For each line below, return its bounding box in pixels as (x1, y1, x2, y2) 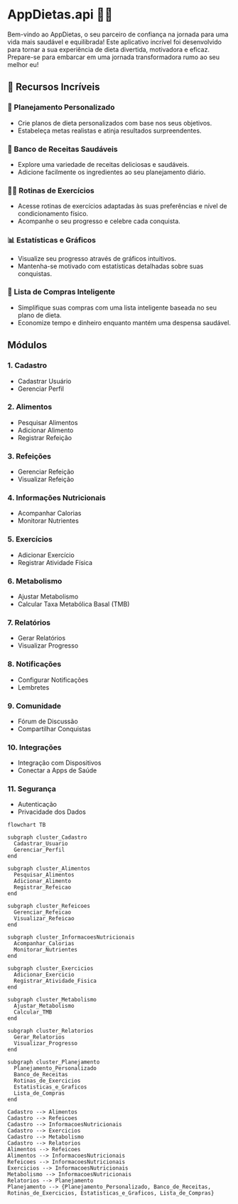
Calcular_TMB (13, 1009, 53, 1016)
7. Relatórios (7, 617, 51, 627)
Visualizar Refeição (17, 475, 75, 484)
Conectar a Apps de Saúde (17, 766, 97, 775)
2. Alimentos (7, 402, 53, 412)
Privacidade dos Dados (17, 807, 87, 816)
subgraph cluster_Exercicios (7, 965, 94, 972)
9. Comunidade (7, 700, 62, 710)
